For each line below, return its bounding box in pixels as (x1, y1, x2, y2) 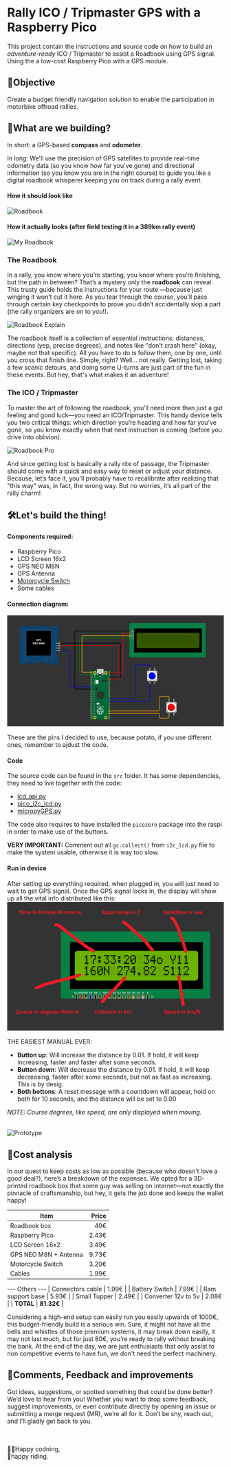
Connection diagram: (7, 600, 69, 608)
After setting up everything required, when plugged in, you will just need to (7, 879, 219, 887)
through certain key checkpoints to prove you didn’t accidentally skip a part (7, 300, 221, 308)
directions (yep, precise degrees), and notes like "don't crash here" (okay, (7, 341, 217, 350)
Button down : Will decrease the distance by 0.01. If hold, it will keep (16, 1066, 210, 1074)
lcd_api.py (16, 792, 47, 801)
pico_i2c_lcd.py (16, 800, 62, 808)
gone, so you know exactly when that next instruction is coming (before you (7, 425, 222, 434)
